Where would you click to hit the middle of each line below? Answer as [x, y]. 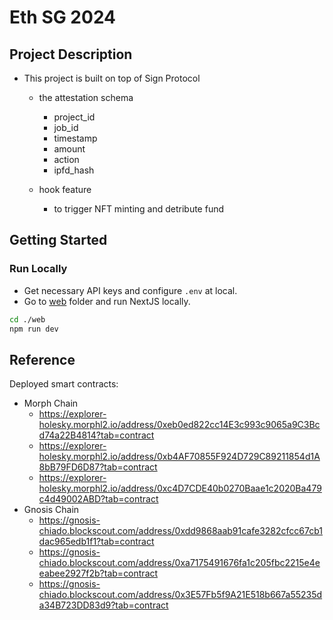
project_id [74, 117]
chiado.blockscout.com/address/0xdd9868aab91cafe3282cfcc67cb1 [180, 531]
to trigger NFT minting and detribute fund [139, 209]
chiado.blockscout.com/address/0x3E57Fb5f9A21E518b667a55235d [180, 595]
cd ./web [27, 319]
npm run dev [34, 329]
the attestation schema [86, 97]
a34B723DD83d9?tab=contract [103, 605]
